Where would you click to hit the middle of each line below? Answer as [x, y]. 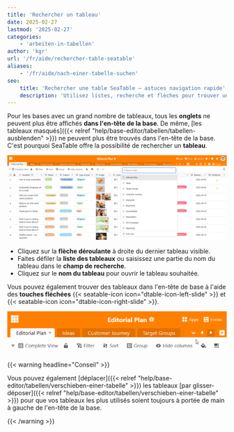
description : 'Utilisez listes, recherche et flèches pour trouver [119, 95]
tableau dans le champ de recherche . [72, 266]
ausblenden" [25, 138]
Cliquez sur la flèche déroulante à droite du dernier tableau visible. [114, 251]
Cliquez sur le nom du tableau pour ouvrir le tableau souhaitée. [108, 273]
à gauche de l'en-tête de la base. [55, 408]
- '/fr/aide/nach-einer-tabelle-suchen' [79, 73]
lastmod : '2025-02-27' [40, 29]
